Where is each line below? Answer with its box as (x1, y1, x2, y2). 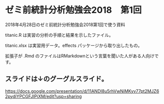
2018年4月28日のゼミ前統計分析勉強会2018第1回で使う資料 (5, 22, 126, 27)
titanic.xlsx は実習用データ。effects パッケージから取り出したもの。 (5, 42, 142, 48)
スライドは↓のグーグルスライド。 (5, 75, 108, 83)
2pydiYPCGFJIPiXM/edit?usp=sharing (5, 93, 82, 99)
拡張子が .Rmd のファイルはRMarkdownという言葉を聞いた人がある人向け (5, 52, 155, 59)
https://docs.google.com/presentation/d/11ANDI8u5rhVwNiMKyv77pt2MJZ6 (5, 88, 159, 94)
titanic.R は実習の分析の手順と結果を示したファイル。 (5, 32, 114, 38)
